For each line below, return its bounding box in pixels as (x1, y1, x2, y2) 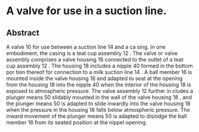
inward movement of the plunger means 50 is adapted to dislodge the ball (6, 112, 187, 120)
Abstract (6, 28, 40, 38)
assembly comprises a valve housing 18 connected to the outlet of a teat (6, 56, 184, 63)
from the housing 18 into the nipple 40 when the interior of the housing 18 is (6, 81, 191, 88)
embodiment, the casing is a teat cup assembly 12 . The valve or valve (6, 50, 178, 57)
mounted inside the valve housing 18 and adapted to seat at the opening (6, 75, 183, 82)
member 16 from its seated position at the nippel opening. (6, 119, 147, 125)
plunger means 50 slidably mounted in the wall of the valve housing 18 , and (6, 94, 192, 101)
